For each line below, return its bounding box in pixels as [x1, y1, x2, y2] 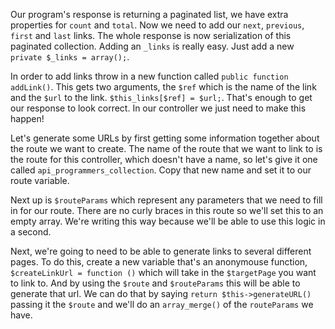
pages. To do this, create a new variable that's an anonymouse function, [10, 256, 308, 268]
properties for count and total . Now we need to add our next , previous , [10, 19, 305, 31]
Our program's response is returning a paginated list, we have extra [10, 9, 289, 20]
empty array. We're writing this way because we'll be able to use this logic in [10, 215, 326, 227]
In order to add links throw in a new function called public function [10, 70, 289, 82]
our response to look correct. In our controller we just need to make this [10, 102, 307, 114]
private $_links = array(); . [10, 51, 130, 63]
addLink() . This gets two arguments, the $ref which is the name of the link [10, 81, 317, 93]
